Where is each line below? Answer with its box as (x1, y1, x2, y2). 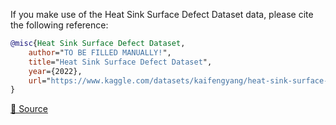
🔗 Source (10, 103, 48, 115)
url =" (28, 75, 52, 86)
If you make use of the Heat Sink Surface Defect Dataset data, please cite (10, 9, 314, 20)
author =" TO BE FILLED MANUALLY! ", (28, 47, 172, 58)
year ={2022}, (28, 66, 83, 76)
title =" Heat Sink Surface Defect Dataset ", (28, 57, 213, 67)
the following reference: (10, 19, 109, 31)
